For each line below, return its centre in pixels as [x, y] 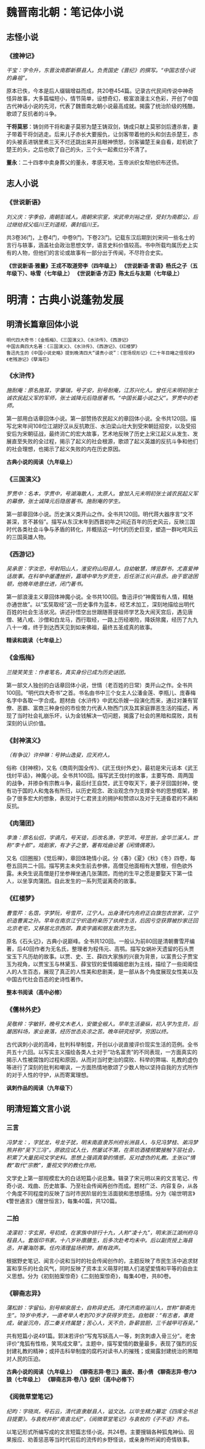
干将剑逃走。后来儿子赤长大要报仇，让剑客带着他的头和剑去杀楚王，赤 [110, 134]
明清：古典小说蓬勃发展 [65, 300]
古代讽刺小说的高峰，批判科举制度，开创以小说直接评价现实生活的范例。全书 [102, 1044]
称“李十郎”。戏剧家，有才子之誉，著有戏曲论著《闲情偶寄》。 [82, 846]
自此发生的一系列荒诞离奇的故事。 [97, 881]
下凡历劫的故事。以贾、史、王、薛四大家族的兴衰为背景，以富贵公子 [102, 956]
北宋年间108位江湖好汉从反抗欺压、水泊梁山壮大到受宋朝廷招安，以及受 [101, 426]
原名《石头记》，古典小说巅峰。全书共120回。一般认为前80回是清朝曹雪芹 [98, 941]
